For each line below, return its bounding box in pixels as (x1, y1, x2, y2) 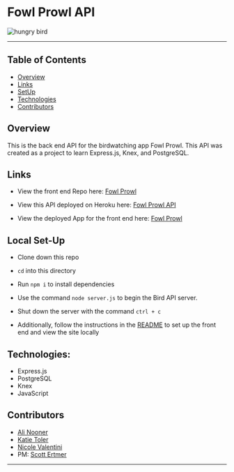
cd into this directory (17, 267, 77, 275)
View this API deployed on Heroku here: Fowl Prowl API (17, 200, 176, 209)
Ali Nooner (17, 427, 49, 436)
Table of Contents (7, 54, 87, 66)
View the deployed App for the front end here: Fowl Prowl (17, 214, 182, 223)
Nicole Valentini (17, 443, 63, 451)
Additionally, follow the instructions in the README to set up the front (17, 320, 216, 329)
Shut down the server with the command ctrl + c (17, 307, 162, 316)
